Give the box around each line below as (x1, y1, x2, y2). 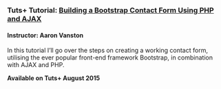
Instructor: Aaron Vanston (7, 31, 84, 39)
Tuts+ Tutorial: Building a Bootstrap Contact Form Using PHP (7, 5, 215, 15)
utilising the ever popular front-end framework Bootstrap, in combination (7, 53, 213, 62)
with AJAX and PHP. (7, 61, 65, 69)
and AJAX (7, 14, 42, 23)
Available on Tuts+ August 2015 (7, 74, 101, 82)
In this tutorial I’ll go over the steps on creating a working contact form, (7, 47, 209, 55)
